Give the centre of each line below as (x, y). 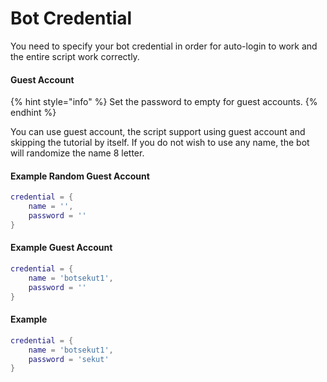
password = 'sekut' (69, 359)
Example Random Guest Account (80, 176)
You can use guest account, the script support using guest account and (158, 132)
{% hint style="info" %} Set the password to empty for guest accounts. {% (164, 102)
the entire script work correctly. (75, 56)
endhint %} (33, 113)
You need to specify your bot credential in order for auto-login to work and (164, 46)
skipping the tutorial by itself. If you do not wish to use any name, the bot (160, 143)
